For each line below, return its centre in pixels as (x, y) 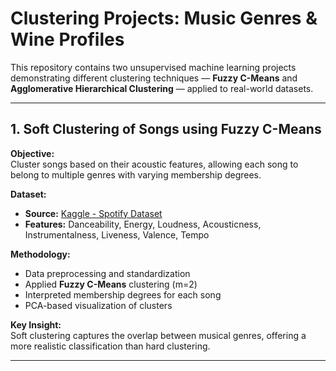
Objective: (32, 153)
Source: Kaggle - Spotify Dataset (93, 213)
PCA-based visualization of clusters (98, 305)
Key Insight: (36, 324)
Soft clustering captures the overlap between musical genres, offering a (158, 335)
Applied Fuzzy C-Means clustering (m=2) (111, 284)
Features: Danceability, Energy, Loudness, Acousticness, (143, 224)
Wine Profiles (67, 39)
